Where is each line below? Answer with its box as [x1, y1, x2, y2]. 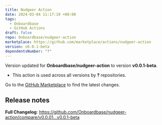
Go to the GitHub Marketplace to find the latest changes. [5, 81, 120, 87]
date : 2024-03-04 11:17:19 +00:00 [5, 12, 77, 17]
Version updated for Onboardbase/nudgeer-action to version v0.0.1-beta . [5, 62, 158, 68]
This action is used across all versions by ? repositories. [12, 72, 126, 78]
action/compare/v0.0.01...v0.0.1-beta [5, 115, 80, 121]
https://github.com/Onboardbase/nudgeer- [39, 109, 127, 115]
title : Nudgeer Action [5, 7, 52, 12]
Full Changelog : [5, 109, 38, 115]
